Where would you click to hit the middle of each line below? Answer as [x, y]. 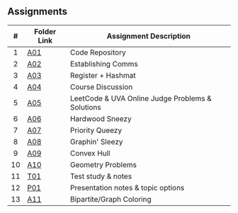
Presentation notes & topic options [127, 188]
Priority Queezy [96, 130]
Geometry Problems [103, 164]
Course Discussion [101, 86]
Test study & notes [101, 176]
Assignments [38, 12]
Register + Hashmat [103, 75]
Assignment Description [149, 36]
